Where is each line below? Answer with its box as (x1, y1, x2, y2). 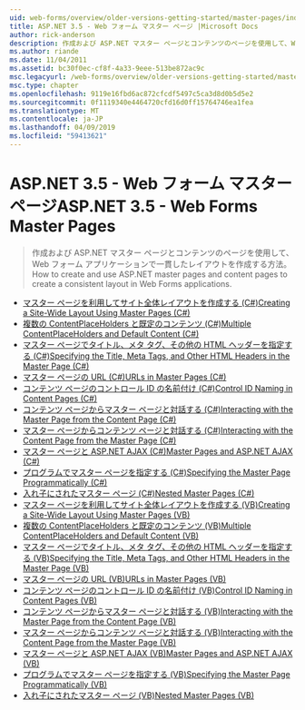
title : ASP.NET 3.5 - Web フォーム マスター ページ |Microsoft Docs (9, 22, 259, 31)
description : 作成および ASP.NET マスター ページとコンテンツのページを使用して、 (9, 38, 292, 48)
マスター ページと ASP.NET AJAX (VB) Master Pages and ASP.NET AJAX (22, 647, 293, 658)
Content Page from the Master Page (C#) (22, 435, 177, 446)
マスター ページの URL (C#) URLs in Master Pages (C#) (22, 371, 227, 382)
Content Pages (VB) (22, 595, 97, 606)
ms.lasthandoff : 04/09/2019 (9, 123, 116, 133)
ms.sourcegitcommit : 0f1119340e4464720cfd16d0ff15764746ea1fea (9, 97, 254, 107)
